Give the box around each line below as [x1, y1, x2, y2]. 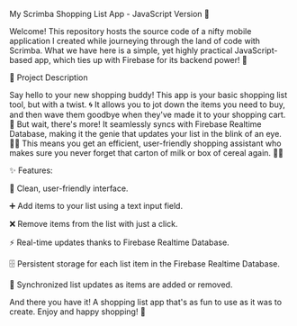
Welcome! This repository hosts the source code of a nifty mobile [9, 26, 252, 36]
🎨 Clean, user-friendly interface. [9, 183, 129, 194]
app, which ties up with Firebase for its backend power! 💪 [34, 55, 247, 65]
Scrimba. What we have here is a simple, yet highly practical [9, 45, 233, 56]
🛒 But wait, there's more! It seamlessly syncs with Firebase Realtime [9, 119, 262, 130]
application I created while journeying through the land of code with [9, 36, 261, 46]
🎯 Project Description [9, 72, 88, 83]
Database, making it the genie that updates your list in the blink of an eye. [9, 129, 282, 139]
